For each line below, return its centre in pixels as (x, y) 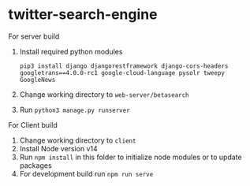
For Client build (33, 125)
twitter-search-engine (83, 15)
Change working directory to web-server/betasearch (104, 94)
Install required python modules (71, 51)
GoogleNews (37, 80)
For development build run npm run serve (86, 173)
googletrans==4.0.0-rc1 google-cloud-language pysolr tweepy (122, 73)
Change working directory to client (78, 140)
